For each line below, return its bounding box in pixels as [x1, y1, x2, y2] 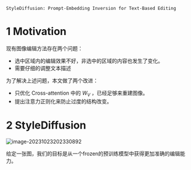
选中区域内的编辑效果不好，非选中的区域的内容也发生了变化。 [14, 57, 164, 64]
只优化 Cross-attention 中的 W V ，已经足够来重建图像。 [14, 89, 148, 98]
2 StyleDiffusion [6, 119, 86, 131]
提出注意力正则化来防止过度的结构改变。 [14, 98, 112, 105]
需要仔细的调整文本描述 [14, 64, 71, 71]
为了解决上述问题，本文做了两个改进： [6, 77, 98, 84]
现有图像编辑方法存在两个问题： [6, 44, 83, 52]
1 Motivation [6, 25, 67, 38]
